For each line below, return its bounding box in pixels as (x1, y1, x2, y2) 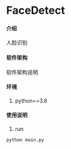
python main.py (6, 137, 45, 143)
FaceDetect (6, 4, 65, 17)
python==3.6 (14, 97, 48, 104)
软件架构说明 (6, 68, 38, 76)
